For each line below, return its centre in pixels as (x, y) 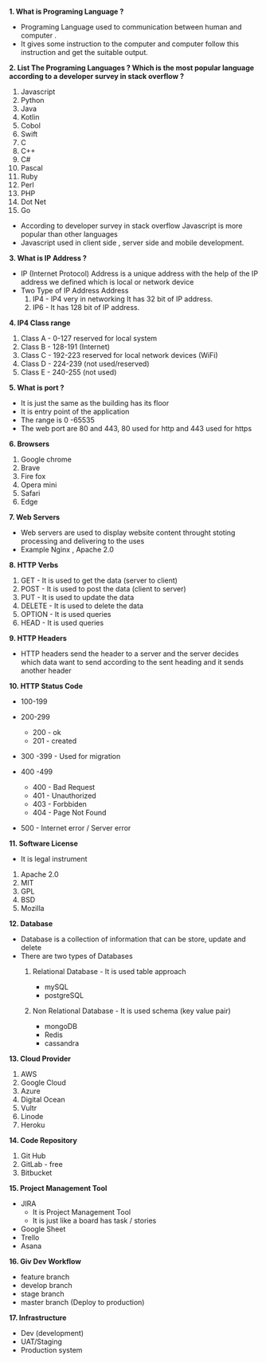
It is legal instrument (54, 859)
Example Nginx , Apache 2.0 (67, 550)
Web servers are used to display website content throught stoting (128, 532)
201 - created (55, 741)
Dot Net (33, 202)
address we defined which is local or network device (107, 282)
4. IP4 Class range (40, 323)
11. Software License (44, 843)
